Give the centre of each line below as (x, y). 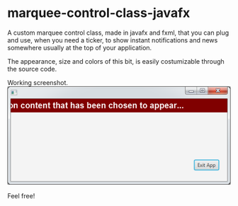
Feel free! (21, 196)
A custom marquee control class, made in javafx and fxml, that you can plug (118, 33)
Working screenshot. (38, 82)
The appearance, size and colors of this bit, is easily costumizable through (116, 61)
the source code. (32, 69)
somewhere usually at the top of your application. (80, 47)
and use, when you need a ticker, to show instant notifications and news (113, 40)
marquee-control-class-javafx (99, 13)
